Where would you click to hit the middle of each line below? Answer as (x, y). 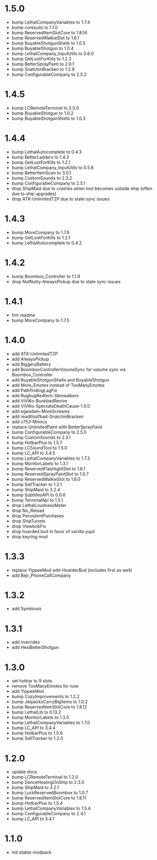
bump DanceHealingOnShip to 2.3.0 (48, 782)
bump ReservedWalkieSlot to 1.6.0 (46, 479)
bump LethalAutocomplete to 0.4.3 (46, 152)
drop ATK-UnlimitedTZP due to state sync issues (60, 199)
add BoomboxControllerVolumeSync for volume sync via (68, 369)
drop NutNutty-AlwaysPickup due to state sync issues (66, 281)
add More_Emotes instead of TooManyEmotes (58, 385)
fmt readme (23, 315)
